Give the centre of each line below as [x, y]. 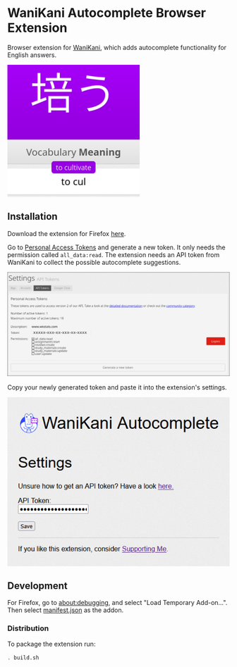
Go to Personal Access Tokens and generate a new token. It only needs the [116, 247]
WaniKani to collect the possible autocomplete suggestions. [94, 262]
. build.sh [23, 657]
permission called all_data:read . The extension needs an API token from [114, 254]
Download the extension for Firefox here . [67, 233]
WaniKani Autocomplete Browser [107, 13]
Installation [32, 217]
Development [38, 586]
